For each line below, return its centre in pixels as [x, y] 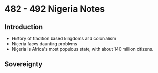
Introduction [24, 27]
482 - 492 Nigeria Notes [55, 9]
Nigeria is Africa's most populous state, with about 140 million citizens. [82, 49]
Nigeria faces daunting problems [44, 44]
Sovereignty [24, 64]
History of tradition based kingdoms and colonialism [64, 38]
